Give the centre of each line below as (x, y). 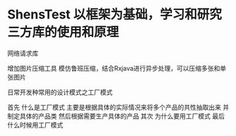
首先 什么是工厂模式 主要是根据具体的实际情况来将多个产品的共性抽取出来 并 (118, 107)
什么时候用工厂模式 (35, 125)
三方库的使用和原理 (63, 32)
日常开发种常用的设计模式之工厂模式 (60, 92)
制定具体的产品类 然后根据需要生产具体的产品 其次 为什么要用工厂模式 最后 (116, 116)
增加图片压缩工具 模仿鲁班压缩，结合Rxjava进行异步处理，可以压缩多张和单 (117, 68)
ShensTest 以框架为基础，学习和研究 (115, 15)
